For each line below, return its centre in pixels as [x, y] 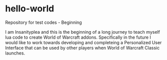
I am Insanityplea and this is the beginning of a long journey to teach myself [83, 32]
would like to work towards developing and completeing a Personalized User [83, 42]
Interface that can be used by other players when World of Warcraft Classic [83, 48]
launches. [15, 53]
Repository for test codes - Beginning [43, 22]
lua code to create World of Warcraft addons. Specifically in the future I [78, 37]
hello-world [30, 9]
